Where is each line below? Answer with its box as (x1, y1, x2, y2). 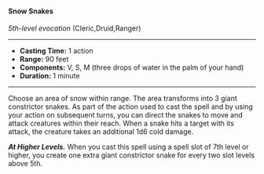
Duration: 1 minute (19, 71, 80, 81)
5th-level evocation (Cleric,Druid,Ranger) (8, 24, 141, 33)
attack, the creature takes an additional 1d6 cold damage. (8, 127, 194, 136)
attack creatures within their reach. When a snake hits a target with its (8, 118, 234, 129)
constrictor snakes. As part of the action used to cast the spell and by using (8, 102, 253, 111)
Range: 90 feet (19, 55, 69, 64)
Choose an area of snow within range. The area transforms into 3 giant (8, 94, 237, 103)
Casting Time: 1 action (19, 46, 93, 56)
